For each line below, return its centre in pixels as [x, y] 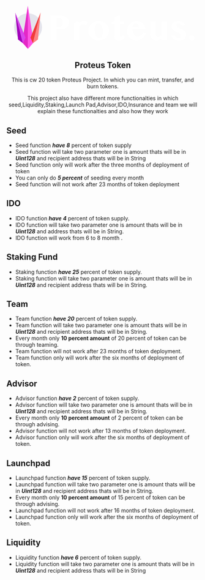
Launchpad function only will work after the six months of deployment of [107, 517]
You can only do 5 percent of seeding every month [80, 178]
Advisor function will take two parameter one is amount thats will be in [104, 405]
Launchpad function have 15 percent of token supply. [83, 478]
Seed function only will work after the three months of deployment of [102, 165]
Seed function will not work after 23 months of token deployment [97, 184]
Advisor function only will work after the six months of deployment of [102, 437]
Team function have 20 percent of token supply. [76, 319]
